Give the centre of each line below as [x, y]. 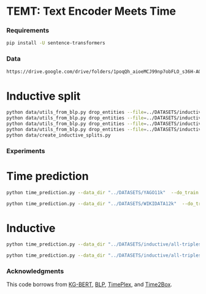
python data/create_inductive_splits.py [59, 135]
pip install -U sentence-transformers [56, 43]
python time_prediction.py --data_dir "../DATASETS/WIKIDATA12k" [91, 203]
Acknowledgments [35, 271]
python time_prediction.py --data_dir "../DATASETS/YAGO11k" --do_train [103, 192]
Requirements [28, 31]
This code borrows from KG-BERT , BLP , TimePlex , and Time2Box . [90, 285]
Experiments [26, 151]
